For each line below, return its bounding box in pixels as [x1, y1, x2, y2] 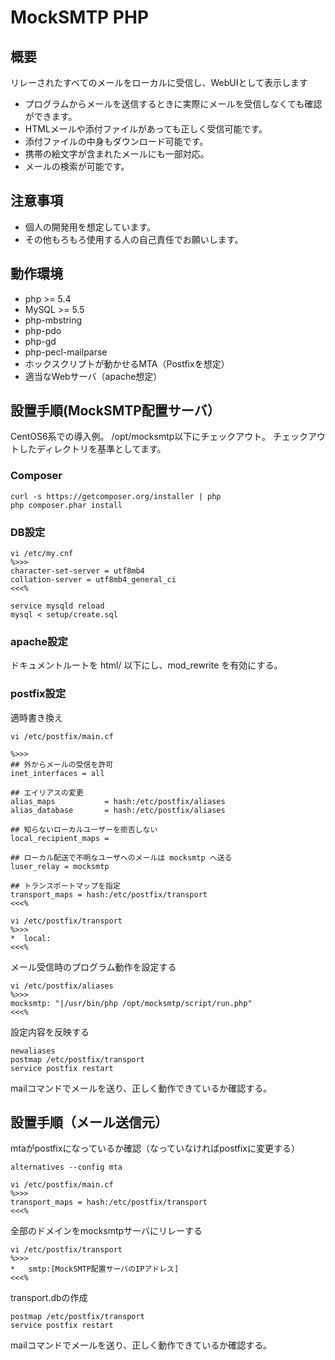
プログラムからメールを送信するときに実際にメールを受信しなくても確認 [24, 98, 323, 110]
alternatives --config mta [10, 1162, 123, 1173]
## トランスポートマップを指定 [10, 881, 121, 891]
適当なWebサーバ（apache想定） [24, 370, 163, 382]
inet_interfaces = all [10, 768, 105, 778]
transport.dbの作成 [10, 1292, 88, 1304]
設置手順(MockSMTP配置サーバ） [10, 402, 221, 420]
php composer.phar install [10, 500, 123, 510]
